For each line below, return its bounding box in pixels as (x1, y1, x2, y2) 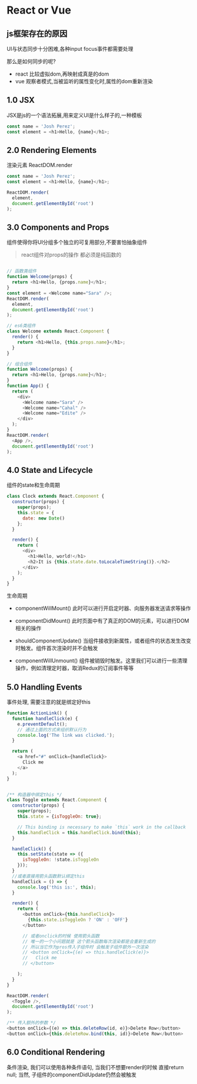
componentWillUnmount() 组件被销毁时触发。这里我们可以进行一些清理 (15, 657, 188, 664)
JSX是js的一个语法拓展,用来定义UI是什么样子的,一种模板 (6, 112, 142, 119)
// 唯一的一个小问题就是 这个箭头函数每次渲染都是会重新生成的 (22, 938, 156, 945)
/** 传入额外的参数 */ (6, 1020, 56, 1026)
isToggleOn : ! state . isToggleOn (22, 857, 99, 863)
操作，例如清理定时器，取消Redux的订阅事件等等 (15, 665, 134, 672)
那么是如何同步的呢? (6, 58, 56, 65)
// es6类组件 (6, 323, 36, 329)
